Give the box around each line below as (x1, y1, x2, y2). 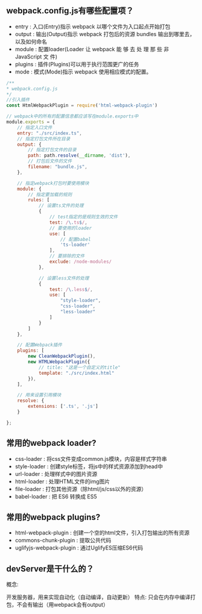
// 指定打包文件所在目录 (17, 136, 71, 142)
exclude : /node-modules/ (49, 258, 112, 265)
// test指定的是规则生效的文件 (49, 214, 118, 220)
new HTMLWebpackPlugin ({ (28, 359, 90, 365)
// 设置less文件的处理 (38, 275, 89, 281)
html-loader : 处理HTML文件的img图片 (14, 478, 110, 485)
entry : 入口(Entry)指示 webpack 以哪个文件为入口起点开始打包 (14, 23, 171, 30)
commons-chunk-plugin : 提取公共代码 (14, 537, 112, 544)
